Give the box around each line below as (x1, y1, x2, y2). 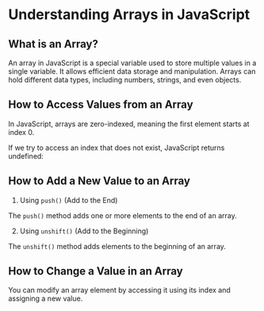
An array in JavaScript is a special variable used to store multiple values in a (8, 58, 257, 67)
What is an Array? (8, 37, 99, 51)
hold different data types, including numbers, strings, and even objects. (8, 75, 242, 84)
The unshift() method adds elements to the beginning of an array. (8, 241, 226, 251)
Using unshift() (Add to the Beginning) (19, 226, 149, 236)
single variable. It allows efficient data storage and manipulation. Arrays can (8, 67, 256, 76)
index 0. (8, 127, 35, 136)
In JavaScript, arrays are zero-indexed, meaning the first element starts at (8, 119, 250, 129)
